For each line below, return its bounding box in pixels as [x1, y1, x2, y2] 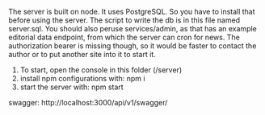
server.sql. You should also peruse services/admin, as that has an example [8, 24, 257, 33]
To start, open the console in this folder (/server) [19, 65, 183, 75]
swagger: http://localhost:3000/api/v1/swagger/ [8, 98, 168, 107]
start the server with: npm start [19, 82, 124, 92]
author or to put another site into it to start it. [8, 50, 156, 59]
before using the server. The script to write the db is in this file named [8, 15, 241, 25]
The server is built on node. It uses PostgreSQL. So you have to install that [8, 7, 256, 16]
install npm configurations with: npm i [19, 74, 145, 83]
